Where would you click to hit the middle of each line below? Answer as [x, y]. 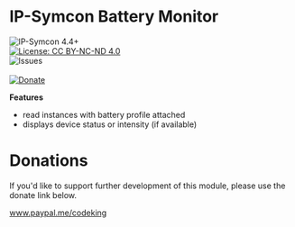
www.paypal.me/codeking [58, 213]
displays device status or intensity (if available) [110, 124]
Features [26, 97]
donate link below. [43, 195]
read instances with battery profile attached [104, 114]
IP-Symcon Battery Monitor [114, 17]
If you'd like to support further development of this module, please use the [147, 186]
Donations [49, 161]
